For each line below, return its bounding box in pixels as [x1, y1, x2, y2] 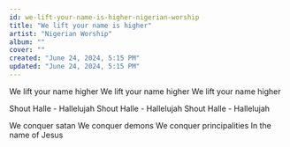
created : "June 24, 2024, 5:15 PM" [9, 54, 141, 62]
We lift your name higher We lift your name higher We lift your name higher [9, 85, 281, 97]
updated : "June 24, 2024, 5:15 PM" [9, 62, 141, 71]
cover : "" [9, 46, 46, 55]
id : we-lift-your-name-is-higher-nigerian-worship [9, 12, 200, 22]
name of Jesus [9, 129, 64, 140]
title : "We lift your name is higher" [9, 21, 152, 30]
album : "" [9, 37, 46, 47]
